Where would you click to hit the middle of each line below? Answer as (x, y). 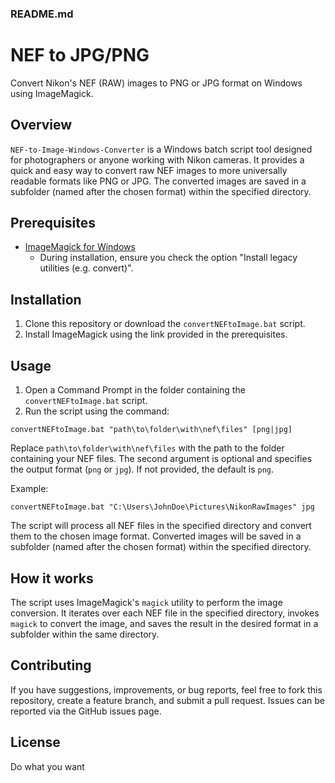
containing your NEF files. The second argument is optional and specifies (161, 459)
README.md (42, 14)
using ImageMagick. (52, 93)
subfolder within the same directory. (85, 634)
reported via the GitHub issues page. (86, 711)
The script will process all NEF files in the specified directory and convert (161, 526)
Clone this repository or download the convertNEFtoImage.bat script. (165, 324)
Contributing (51, 665)
